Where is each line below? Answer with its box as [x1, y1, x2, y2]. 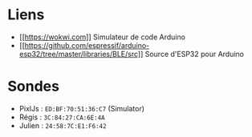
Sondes [7, 78, 59, 95]
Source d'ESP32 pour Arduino [144, 49, 245, 58]
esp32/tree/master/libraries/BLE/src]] [18, 49, 144, 58]
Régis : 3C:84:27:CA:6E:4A [18, 112, 105, 122]
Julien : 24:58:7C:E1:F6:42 [18, 120, 107, 130]
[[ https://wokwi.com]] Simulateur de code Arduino [18, 32, 186, 42]
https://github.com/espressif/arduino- [24, 40, 150, 50]
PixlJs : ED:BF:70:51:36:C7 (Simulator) [18, 103, 145, 113]
